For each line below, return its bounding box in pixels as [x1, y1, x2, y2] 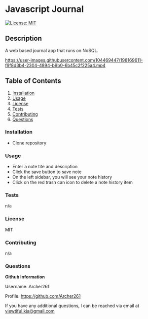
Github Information [5, 274, 45, 280]
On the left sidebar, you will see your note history [12, 174, 112, 180]
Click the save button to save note [12, 169, 82, 175]
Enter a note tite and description [12, 164, 78, 170]
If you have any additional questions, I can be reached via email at [5, 303, 140, 309]
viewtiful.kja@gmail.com [5, 308, 55, 314]
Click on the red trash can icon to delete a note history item [12, 180, 133, 186]
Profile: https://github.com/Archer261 [5, 293, 81, 299]
